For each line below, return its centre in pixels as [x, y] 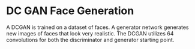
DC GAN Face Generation [70, 11]
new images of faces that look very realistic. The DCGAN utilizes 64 [90, 33]
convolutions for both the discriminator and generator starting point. [90, 40]
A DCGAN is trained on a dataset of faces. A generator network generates [97, 27]
